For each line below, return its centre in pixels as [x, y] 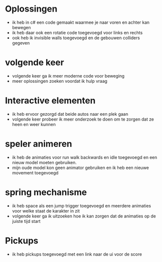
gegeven [21, 43]
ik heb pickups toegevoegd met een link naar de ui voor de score [77, 254]
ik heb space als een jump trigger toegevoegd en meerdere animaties [81, 206]
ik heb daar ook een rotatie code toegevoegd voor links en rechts [77, 32]
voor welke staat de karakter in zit [46, 211]
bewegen [21, 27]
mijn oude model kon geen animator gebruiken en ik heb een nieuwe [81, 168]
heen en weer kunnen [34, 124]
